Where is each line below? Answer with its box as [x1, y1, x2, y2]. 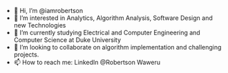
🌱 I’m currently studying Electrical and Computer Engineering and [13, 28, 200, 36]
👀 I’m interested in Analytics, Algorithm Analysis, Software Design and [13, 14, 213, 22]
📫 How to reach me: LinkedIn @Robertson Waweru [13, 59, 161, 66]
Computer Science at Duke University [13, 36, 122, 44]
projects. [13, 50, 39, 59]
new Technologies [13, 21, 66, 29]
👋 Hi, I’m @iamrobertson [13, 7, 84, 14]
